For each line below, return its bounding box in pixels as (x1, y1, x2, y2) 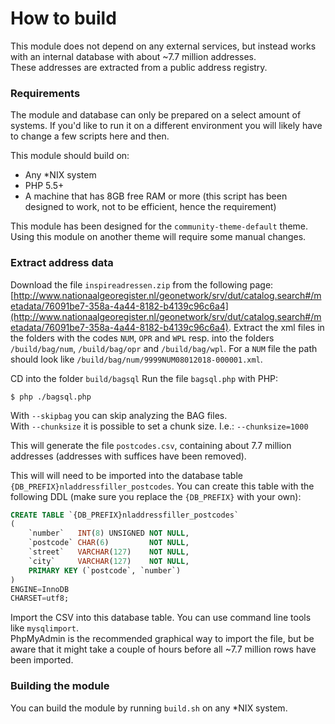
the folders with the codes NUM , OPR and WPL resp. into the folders (10, 332, 275, 344)
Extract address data (10, 256, 114, 270)
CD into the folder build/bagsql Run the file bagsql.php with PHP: (10, 372, 279, 384)
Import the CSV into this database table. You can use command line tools (10, 612, 312, 624)
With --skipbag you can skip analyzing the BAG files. (10, 409, 228, 421)
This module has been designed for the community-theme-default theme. (10, 220, 309, 232)
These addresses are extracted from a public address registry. (10, 61, 268, 73)
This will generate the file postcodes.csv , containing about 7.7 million (10, 439, 292, 451)
